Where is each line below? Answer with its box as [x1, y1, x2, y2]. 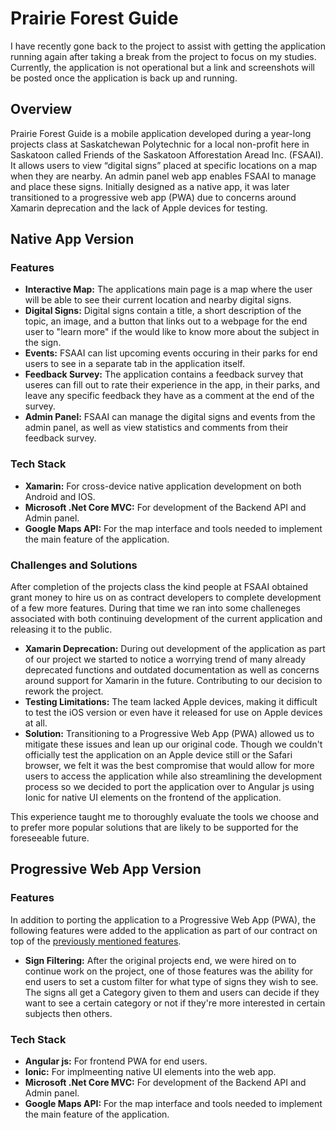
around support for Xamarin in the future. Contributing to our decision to [24, 675, 323, 687]
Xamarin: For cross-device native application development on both [24, 480, 302, 492]
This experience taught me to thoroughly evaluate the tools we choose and [10, 811, 320, 823]
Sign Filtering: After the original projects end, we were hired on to [24, 954, 297, 966]
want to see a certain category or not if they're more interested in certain [24, 997, 326, 1009]
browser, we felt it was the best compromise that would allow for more [24, 760, 315, 772]
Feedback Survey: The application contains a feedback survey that [24, 368, 304, 381]
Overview [10, 101, 73, 118]
